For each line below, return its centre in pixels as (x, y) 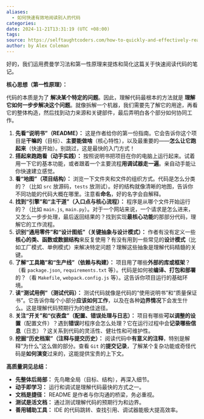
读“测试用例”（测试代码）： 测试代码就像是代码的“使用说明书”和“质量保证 (106, 293)
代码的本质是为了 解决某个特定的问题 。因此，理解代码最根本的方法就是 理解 (101, 97)
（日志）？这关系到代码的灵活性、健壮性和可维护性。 (87, 331)
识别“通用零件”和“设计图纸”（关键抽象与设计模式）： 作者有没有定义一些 (105, 232)
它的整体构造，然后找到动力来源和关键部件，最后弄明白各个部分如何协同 (97, 113)
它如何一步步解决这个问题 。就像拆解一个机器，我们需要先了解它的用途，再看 (102, 105)
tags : (13, 35)
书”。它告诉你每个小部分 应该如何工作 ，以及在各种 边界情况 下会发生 (99, 300)
